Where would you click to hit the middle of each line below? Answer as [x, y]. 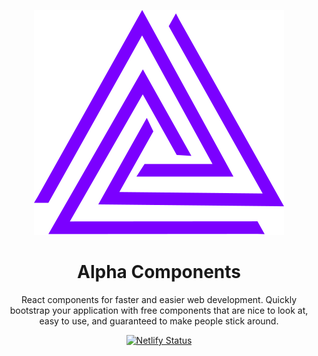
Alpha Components [159, 272]
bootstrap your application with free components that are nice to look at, [159, 310]
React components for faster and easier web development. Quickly [158, 299]
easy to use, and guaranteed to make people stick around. [159, 321]
